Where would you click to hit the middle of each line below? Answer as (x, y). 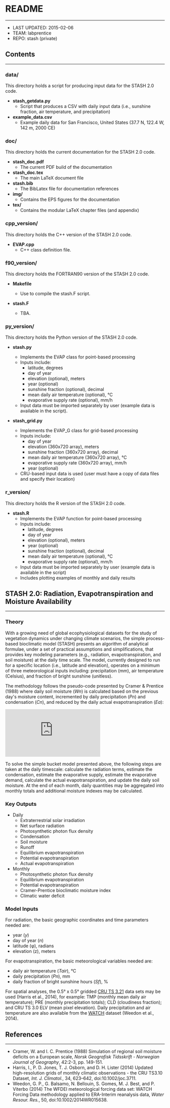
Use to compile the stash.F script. (55, 293)
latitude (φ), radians (33, 946)
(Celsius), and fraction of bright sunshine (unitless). (59, 676)
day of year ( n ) (28, 941)
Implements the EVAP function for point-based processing (81, 518)
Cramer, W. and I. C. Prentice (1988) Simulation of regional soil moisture (87, 1051)
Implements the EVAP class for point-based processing (78, 357)
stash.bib (23, 184)
